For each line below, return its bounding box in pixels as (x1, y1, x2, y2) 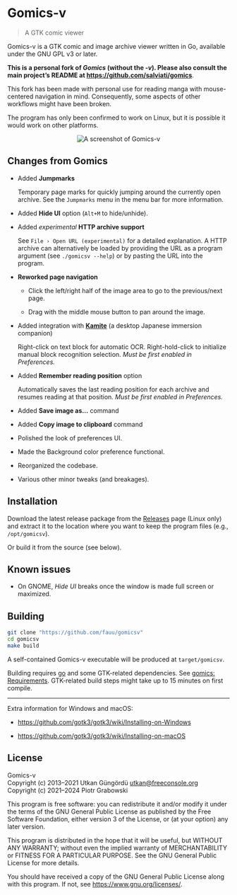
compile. (7, 683, 33, 692)
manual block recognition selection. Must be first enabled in (17, 350, 193, 358)
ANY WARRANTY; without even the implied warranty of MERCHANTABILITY (7, 843, 228, 852)
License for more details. (7, 858, 80, 867)
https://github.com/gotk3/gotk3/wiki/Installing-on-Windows (17, 717, 192, 726)
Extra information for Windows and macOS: (7, 704, 133, 712)
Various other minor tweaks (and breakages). (17, 474, 150, 483)
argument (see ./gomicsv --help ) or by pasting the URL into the (17, 251, 203, 260)
